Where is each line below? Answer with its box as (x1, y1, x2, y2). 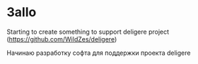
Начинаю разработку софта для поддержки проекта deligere (6, 49, 191, 57)
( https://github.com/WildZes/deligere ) (6, 34, 117, 43)
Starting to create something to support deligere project (6, 27, 170, 36)
